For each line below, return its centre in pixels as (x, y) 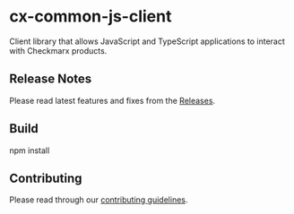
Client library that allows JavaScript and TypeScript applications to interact (147, 41)
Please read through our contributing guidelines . (99, 200)
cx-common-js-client (91, 17)
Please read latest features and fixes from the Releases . (112, 100)
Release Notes (51, 79)
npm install (30, 150)
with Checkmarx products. (58, 50)
